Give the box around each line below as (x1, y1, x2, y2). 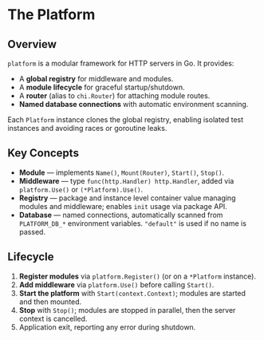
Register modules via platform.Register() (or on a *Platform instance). (18, 271, 257, 281)
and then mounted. (18, 297, 82, 306)
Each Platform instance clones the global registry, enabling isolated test (7, 115, 244, 125)
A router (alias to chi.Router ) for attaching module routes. (18, 91, 211, 101)
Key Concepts (7, 146, 79, 160)
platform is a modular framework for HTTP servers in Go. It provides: (7, 58, 234, 68)
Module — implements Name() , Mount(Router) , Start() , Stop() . (18, 168, 225, 177)
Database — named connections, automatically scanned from (18, 210, 223, 219)
